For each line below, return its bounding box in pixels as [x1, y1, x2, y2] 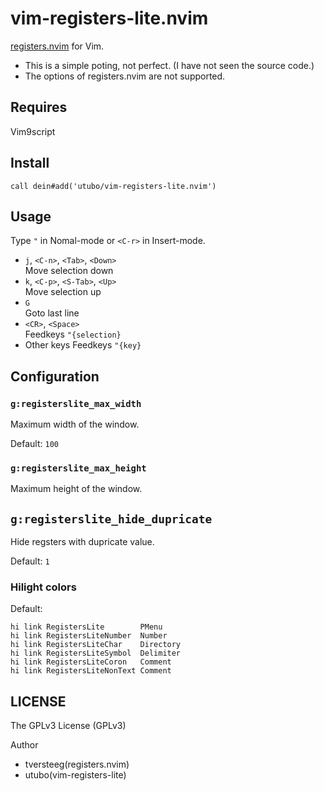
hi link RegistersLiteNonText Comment [10, 666, 172, 676]
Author [10, 739, 39, 751]
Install [10, 155, 50, 172]
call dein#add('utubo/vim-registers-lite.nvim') [10, 181, 217, 191]
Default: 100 [10, 438, 59, 450]
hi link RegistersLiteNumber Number [10, 631, 168, 641]
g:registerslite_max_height [10, 462, 147, 474]
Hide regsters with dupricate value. [10, 536, 155, 548]
